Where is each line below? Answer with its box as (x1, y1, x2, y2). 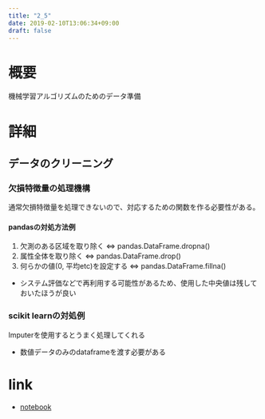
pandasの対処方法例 (8, 221, 76, 232)
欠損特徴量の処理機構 (8, 182, 90, 194)
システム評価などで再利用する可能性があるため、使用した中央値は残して (19, 278, 258, 288)
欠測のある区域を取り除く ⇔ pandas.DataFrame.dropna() (19, 241, 210, 251)
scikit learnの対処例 (8, 310, 85, 321)
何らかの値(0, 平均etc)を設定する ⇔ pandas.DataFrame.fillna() (19, 261, 227, 271)
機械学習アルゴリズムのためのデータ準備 (8, 91, 141, 101)
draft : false (8, 26, 52, 34)
